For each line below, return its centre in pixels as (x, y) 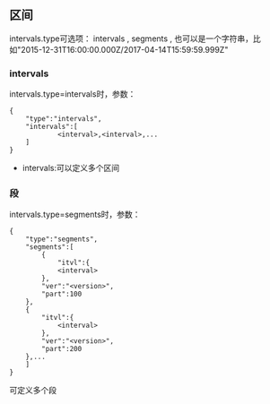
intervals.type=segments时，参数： (75, 215)
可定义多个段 (33, 391)
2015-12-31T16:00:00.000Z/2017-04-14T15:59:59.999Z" (125, 49)
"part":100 (62, 294)
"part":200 (62, 349)
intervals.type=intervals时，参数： (73, 94)
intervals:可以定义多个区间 (71, 168)
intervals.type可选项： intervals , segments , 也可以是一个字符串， (131, 39)
